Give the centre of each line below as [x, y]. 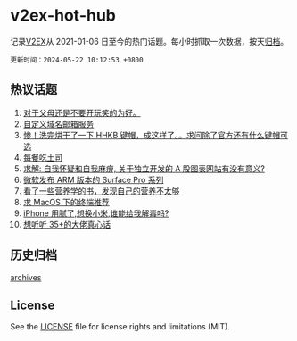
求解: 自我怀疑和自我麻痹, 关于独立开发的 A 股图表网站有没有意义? [144, 168]
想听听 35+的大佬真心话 [66, 224]
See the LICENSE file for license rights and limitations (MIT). [120, 327]
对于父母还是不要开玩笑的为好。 [82, 112]
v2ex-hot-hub [63, 16]
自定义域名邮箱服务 [58, 124]
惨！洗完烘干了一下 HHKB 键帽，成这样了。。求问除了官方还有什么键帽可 [156, 135]
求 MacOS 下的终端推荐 [66, 202]
